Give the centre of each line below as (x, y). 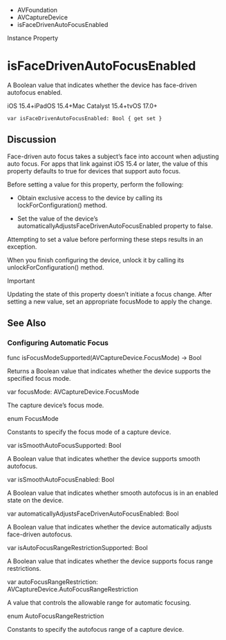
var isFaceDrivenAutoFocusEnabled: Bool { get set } (85, 118)
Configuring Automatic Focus (58, 343)
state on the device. (35, 500)
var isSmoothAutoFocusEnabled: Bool (61, 480)
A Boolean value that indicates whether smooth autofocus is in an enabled (113, 493)
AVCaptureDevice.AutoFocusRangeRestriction (73, 590)
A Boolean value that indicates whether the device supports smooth (104, 459)
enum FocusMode (33, 419)
